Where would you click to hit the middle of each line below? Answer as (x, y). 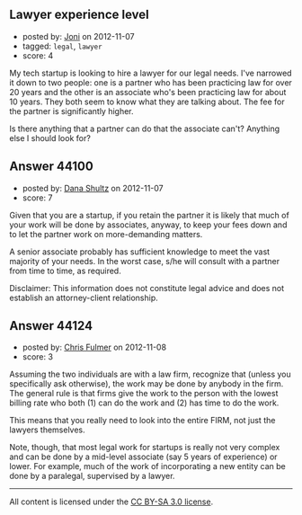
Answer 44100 (52, 167)
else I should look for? (50, 138)
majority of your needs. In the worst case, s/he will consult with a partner (145, 261)
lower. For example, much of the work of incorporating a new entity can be (147, 466)
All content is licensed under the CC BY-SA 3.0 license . (111, 502)
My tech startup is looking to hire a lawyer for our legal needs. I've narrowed (151, 73)
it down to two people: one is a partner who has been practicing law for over (151, 82)
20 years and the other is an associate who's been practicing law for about (148, 92)
